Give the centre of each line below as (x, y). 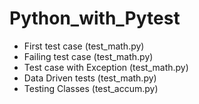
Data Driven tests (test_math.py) (90, 78)
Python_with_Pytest (95, 18)
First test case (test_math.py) (84, 46)
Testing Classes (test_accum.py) (91, 88)
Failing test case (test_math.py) (88, 56)
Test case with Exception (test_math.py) (106, 67)
